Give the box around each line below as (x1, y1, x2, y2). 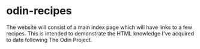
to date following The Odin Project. (6, 36, 92, 43)
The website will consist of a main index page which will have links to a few (6, 24, 192, 31)
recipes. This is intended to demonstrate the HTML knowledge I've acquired (6, 30, 195, 37)
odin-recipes (6, 4, 72, 18)
